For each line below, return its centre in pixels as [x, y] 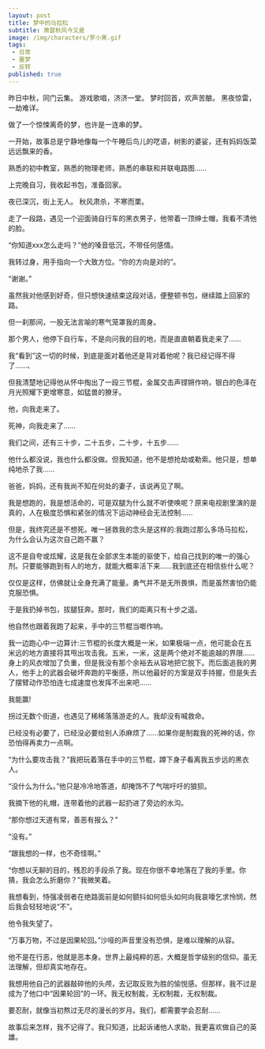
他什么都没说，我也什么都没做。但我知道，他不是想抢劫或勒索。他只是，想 [129, 459]
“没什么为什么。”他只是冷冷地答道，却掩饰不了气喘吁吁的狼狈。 [110, 786]
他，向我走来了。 [36, 408]
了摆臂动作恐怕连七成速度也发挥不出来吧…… [80, 682]
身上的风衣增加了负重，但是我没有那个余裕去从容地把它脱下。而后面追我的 [129, 662]
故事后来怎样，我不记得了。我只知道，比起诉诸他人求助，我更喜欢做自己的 [129, 1027]
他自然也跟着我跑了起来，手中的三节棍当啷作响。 [88, 626]
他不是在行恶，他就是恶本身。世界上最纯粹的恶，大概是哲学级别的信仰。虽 [129, 957]
